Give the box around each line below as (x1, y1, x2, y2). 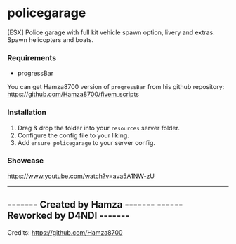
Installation (7, 107, 47, 117)
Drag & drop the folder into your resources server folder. (17, 123, 181, 132)
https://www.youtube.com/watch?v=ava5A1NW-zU (7, 172, 155, 180)
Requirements (7, 53, 57, 62)
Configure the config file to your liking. (17, 131, 130, 140)
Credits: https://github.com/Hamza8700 (7, 228, 123, 236)
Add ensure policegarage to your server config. (17, 138, 156, 147)
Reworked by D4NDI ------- (7, 210, 130, 222)
